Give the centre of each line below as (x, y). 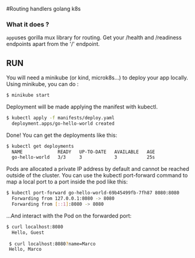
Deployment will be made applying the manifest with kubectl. (82, 107)
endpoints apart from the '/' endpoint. (53, 44)
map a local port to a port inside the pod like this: (67, 182)
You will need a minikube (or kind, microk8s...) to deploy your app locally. (97, 78)
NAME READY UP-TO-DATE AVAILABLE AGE (83, 152)
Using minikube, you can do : (43, 84)
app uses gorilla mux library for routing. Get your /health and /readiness (94, 38)
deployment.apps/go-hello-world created (63, 124)
